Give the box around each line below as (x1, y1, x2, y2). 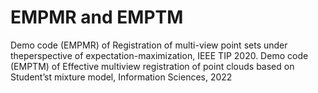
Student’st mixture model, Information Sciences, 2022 (10, 71, 233, 83)
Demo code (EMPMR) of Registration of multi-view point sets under (10, 39, 288, 51)
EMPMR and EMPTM (10, 6, 184, 29)
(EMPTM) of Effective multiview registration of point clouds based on (10, 60, 295, 72)
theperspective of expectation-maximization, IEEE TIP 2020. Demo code (10, 49, 309, 61)
